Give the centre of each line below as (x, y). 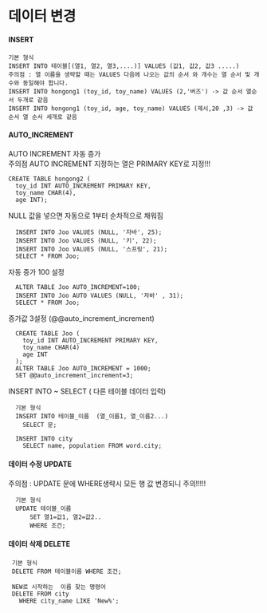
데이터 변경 (42, 16)
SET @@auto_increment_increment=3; (75, 375)
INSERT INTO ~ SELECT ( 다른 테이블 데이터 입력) (87, 391)
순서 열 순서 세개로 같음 (43, 117)
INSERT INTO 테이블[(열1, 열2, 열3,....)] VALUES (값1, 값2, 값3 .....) (124, 66)
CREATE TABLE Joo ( (48, 333)
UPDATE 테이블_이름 (43, 508)
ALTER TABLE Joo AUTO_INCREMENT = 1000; (83, 368)
